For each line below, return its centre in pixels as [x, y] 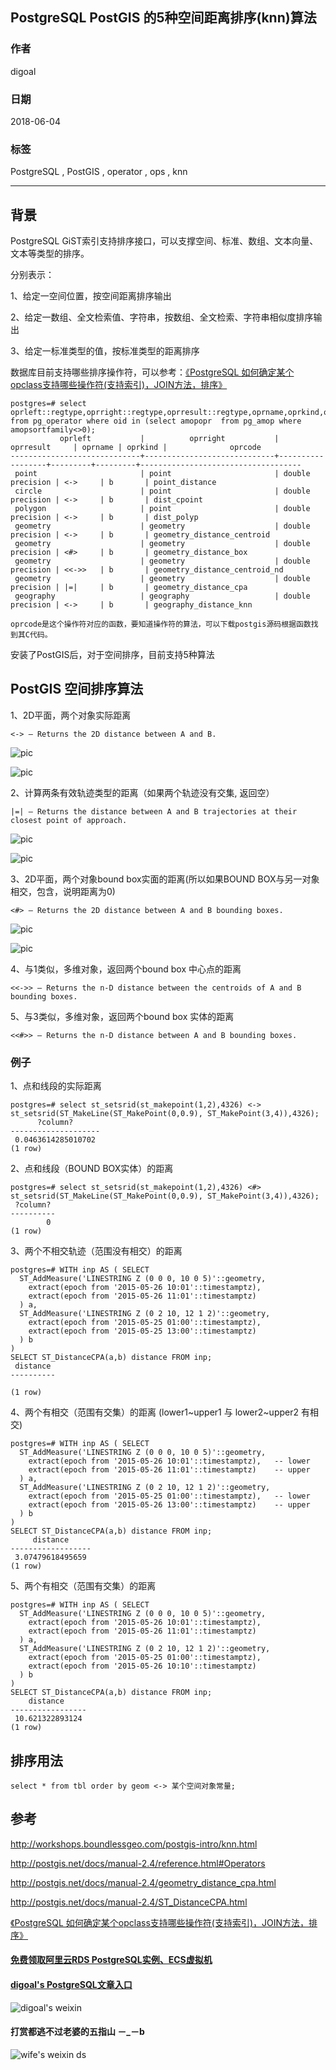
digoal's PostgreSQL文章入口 [71, 1985]
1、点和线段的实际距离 [56, 1086]
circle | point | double [162, 491]
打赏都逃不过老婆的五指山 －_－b [77, 2032]
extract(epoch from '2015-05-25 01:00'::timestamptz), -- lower [169, 1496]
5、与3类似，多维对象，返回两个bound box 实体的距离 [122, 1016]
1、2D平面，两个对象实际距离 [71, 715]
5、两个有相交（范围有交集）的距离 [83, 1586]
